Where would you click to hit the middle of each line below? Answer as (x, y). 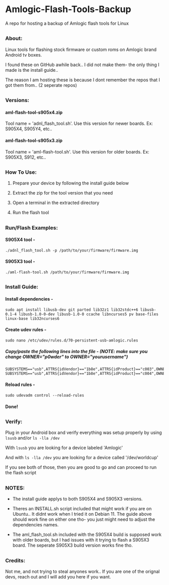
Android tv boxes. (24, 55)
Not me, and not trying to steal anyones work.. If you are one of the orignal (82, 571)
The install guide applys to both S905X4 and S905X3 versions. (77, 499)
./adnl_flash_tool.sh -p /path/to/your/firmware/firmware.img (72, 250)
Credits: (15, 560)
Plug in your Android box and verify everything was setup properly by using (83, 432)
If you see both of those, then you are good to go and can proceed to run (81, 467)
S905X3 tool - (20, 262)
